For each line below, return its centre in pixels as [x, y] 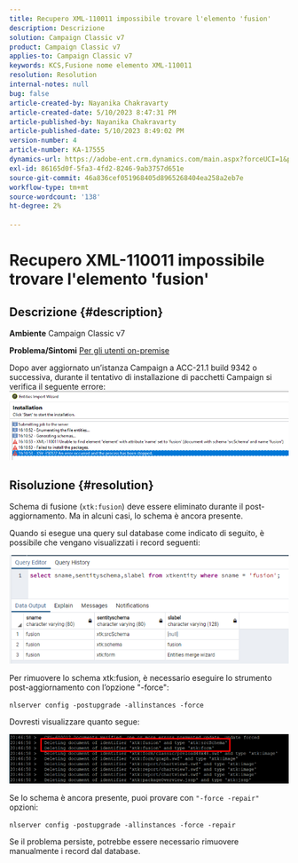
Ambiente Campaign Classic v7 [67, 333]
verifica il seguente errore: [58, 387]
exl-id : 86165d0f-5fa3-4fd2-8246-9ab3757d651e [97, 169]
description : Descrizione [57, 28]
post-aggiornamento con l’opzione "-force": [90, 687]
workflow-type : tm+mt [49, 187]
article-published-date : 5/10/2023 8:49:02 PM [97, 131]
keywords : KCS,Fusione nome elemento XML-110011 [101, 66]
